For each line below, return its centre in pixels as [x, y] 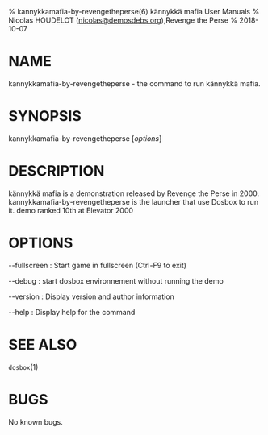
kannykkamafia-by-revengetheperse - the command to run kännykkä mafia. [134, 83]
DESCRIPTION [57, 171]
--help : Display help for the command [72, 312]
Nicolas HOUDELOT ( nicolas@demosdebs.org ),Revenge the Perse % [123, 20]
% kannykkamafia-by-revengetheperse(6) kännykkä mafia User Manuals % [134, 12]
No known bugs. [36, 421]
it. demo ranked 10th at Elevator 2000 [71, 210]
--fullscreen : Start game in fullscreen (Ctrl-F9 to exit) [98, 265]
